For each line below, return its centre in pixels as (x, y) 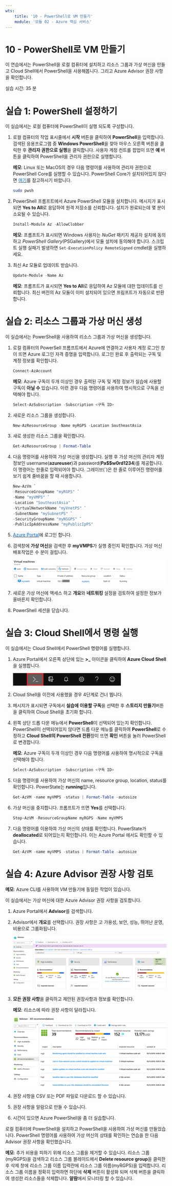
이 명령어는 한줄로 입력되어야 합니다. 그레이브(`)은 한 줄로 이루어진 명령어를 (88, 470)
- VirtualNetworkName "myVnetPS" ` (49, 508)
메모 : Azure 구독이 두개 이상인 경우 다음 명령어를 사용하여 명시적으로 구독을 (88, 753)
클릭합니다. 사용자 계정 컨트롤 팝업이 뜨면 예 (116, 150)
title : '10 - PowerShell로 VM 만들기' (54, 16)
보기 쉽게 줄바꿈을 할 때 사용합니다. (48, 476)
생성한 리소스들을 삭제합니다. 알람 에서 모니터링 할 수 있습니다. (72, 1178)
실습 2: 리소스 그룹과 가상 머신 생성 (74, 322)
